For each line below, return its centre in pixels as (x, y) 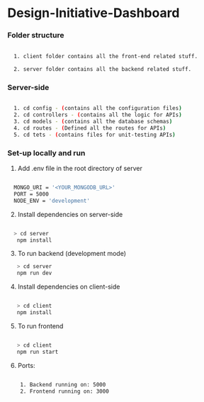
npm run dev (34, 273)
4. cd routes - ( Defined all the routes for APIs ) (90, 128)
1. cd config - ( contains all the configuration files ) (98, 108)
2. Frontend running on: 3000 (65, 391)
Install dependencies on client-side (69, 287)
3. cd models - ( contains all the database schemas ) (93, 122)
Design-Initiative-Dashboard (93, 13)
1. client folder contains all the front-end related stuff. (106, 57)
